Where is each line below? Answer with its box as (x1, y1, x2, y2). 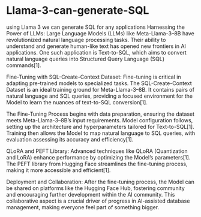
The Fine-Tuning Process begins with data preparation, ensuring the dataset (6, 110, 195, 117)
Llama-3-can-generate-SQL (6, 4, 149, 17)
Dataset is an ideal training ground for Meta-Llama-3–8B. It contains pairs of (6, 86, 195, 93)
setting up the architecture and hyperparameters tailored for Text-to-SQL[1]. (6, 123, 194, 130)
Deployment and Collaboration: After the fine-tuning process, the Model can (6, 178, 195, 185)
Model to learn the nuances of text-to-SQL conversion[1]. (6, 98, 148, 106)
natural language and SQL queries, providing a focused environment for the (6, 92, 193, 100)
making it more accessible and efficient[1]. (6, 166, 111, 174)
